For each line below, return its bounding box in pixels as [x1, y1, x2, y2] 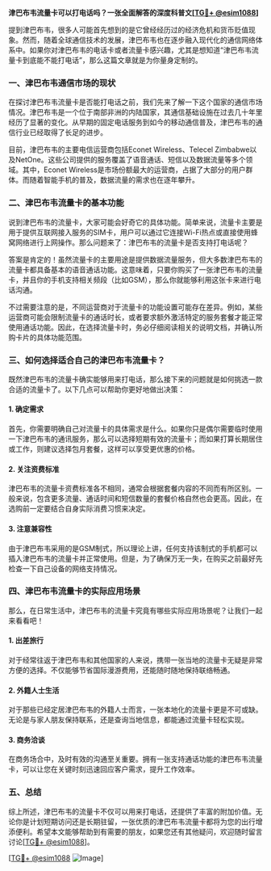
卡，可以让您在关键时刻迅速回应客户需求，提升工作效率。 [8, 764, 199, 774]
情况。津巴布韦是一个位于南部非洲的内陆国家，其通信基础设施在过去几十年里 [8, 107, 263, 117]
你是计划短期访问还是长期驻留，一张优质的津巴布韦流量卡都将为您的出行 [15, 816, 256, 827]
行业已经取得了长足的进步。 [15, 128, 107, 137]
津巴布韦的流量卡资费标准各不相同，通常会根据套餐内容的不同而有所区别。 [8, 484, 256, 494]
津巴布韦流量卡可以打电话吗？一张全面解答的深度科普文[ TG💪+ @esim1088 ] [8, 8, 260, 17]
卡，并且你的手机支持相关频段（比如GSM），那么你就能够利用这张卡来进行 [8, 275, 255, 284]
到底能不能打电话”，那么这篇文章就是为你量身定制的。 [22, 56, 203, 65]
